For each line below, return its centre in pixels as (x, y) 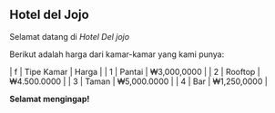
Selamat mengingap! (50, 99)
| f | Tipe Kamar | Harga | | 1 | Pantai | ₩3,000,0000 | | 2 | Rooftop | (135, 71)
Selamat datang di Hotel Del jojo (70, 36)
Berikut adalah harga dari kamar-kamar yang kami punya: (117, 54)
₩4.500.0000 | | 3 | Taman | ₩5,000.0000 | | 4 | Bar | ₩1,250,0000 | (139, 81)
